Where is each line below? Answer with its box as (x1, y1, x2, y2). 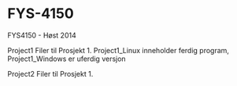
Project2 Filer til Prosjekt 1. (7, 69, 94, 78)
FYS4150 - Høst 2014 (7, 30, 76, 40)
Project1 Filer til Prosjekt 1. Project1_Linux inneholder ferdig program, (7, 45, 230, 55)
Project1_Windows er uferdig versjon (7, 54, 127, 63)
